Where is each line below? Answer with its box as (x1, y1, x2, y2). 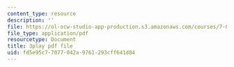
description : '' (7, 17, 54, 24)
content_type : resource (7, 10, 77, 17)
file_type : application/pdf (7, 29, 89, 37)
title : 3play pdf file (7, 43, 73, 50)
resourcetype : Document (7, 36, 77, 43)
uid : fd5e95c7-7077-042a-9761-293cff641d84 (7, 50, 136, 57)
